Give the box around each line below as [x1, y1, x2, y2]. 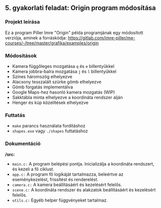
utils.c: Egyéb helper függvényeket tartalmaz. [12, 197, 108, 203]
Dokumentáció [5, 140, 41, 147]
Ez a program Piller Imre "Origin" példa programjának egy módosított [5, 29, 143, 36]
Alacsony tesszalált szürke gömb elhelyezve [12, 79, 101, 84]
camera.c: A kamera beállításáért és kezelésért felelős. [12, 182, 122, 187]
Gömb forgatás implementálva [12, 84, 73, 90]
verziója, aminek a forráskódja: [5, 35, 67, 41]
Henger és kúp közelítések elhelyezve [12, 100, 89, 105]
